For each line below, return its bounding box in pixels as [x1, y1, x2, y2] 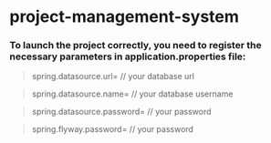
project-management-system [9, 6, 240, 27]
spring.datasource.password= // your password [31, 107, 212, 117]
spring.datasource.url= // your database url [31, 71, 194, 82]
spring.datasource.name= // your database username [31, 88, 234, 99]
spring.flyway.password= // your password [31, 124, 194, 135]
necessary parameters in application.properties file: [9, 50, 246, 63]
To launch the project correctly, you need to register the [9, 39, 262, 52]
